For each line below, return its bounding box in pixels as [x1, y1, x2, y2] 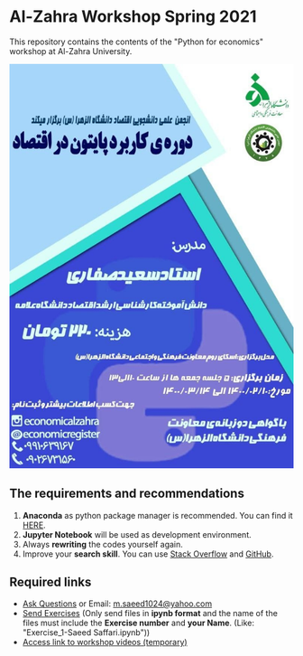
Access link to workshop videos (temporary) [22, 637, 188, 648]
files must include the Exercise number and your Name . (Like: [22, 617, 255, 629]
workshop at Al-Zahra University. [9, 45, 133, 56]
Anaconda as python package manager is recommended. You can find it [22, 510, 293, 520]
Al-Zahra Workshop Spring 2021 [9, 6, 257, 27]
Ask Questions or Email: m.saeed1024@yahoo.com [22, 598, 213, 609]
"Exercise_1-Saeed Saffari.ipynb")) [22, 627, 151, 638]
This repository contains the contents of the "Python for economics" [9, 36, 264, 47]
